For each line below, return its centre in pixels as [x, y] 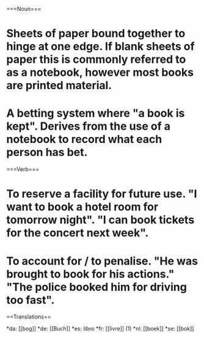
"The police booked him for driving [97, 287]
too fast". [31, 300]
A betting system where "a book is [96, 113]
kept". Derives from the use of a [89, 126]
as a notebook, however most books [100, 72]
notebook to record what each [84, 139]
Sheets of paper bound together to [96, 34]
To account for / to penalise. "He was [102, 261]
